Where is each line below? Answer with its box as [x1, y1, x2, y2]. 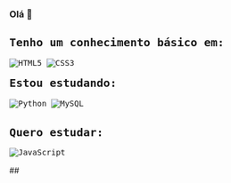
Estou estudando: [9, 76, 118, 91]
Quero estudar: [9, 125, 104, 140]
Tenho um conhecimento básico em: [9, 36, 225, 50]
